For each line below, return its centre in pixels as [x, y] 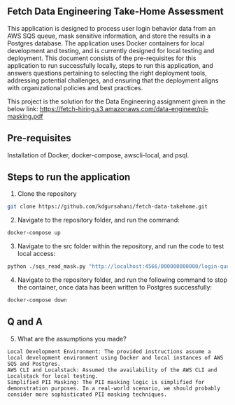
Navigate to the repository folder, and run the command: [98, 220]
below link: [23, 108]
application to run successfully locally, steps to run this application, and [110, 65]
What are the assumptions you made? [72, 339]
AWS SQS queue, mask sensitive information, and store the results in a [109, 36]
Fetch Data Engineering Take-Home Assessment [115, 12]
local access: [36, 254]
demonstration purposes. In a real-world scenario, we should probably [114, 388]
